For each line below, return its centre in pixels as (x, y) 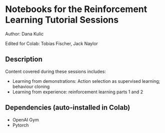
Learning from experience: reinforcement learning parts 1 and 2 (78, 92)
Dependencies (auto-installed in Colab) (68, 108)
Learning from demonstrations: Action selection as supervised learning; (86, 81)
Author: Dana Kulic (24, 34)
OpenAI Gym (25, 119)
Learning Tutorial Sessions (62, 20)
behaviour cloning (31, 86)
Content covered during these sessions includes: (56, 71)
